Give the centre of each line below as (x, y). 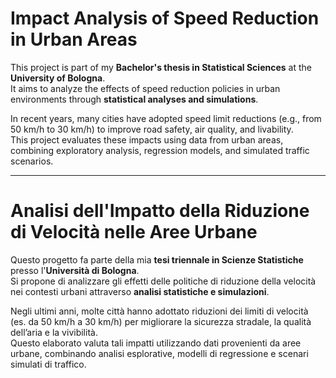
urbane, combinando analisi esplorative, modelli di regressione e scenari (159, 353)
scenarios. (32, 161)
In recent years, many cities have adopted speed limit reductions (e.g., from (166, 118)
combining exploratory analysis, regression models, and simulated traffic (160, 150)
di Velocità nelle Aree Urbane (134, 232)
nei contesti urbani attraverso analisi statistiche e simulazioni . (140, 291)
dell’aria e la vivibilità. (54, 332)
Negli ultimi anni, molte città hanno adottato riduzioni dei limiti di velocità (159, 311)
